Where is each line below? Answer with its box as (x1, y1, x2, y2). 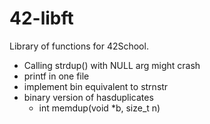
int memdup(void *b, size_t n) (38, 102, 161, 114)
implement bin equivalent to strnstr (23, 80, 169, 92)
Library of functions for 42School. (9, 40, 149, 52)
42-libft (9, 7, 74, 30)
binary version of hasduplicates (23, 91, 154, 103)
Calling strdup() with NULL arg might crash (23, 59, 201, 71)
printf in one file (23, 70, 90, 82)
